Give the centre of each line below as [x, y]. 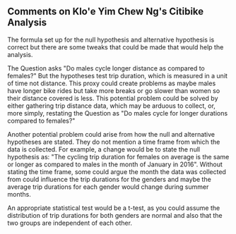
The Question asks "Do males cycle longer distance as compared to [106, 68]
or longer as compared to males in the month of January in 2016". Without [115, 164]
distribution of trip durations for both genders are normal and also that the [115, 215]
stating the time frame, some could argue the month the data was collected [117, 171]
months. [19, 194]
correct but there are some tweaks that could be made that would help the [116, 47]
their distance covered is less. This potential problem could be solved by [113, 98]
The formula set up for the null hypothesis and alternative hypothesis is [111, 39]
